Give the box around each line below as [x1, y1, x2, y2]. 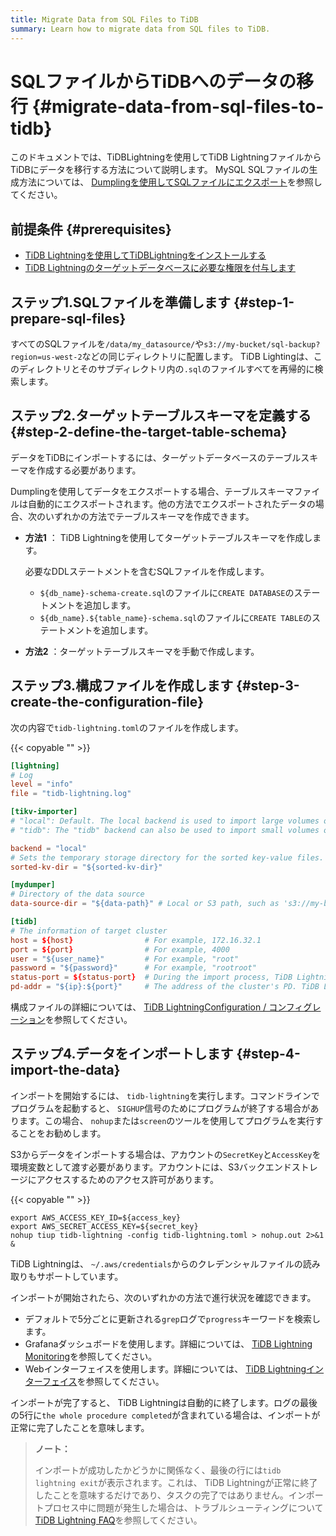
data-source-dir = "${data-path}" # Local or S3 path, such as [10, 899, 280, 909]
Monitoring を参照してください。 [24, 1350, 158, 1362]
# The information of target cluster [10, 926, 168, 936]
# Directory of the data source [10, 889, 145, 900]
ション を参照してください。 [18, 1014, 133, 1026]
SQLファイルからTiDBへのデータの [10, 70, 297, 93]
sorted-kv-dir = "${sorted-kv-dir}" [10, 862, 163, 872]
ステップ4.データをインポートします [10, 1046, 234, 1063]
